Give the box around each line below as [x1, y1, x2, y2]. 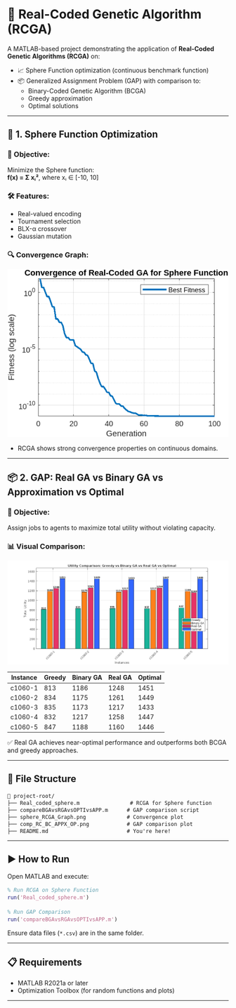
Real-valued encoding [17, 209, 82, 218]
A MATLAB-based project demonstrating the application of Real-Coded [7, 44, 214, 53]
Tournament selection [17, 217, 81, 225]
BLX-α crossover [17, 224, 67, 233]
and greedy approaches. [7, 746, 79, 754]
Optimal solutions [27, 101, 79, 110]
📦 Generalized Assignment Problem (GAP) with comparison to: [17, 77, 202, 85]
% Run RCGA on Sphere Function [7, 886, 99, 894]
